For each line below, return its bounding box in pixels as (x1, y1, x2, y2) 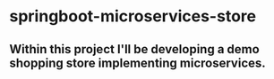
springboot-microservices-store (9, 6, 257, 27)
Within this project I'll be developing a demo (9, 42, 260, 57)
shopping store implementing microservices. (9, 55, 266, 70)
